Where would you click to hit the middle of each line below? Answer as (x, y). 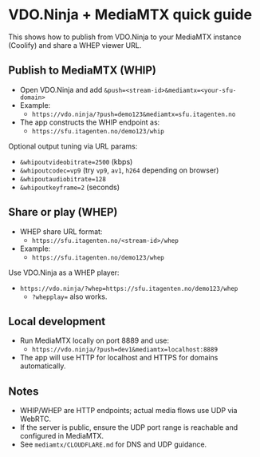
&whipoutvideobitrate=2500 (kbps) (76, 161)
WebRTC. (35, 419)
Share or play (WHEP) (63, 212)
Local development (57, 321)
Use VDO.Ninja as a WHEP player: (64, 272)
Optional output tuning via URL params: (73, 146)
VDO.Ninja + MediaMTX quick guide (130, 15)
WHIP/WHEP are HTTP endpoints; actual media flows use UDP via (128, 411)
